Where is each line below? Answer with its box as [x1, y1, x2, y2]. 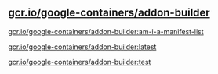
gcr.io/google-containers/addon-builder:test [8, 57, 151, 66]
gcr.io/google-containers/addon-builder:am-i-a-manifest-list [8, 26, 204, 36]
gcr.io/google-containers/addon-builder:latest [8, 42, 157, 51]
